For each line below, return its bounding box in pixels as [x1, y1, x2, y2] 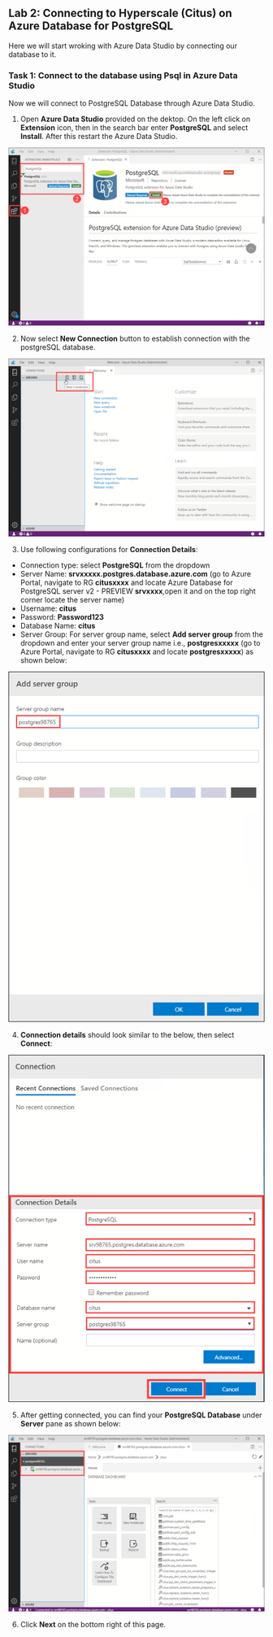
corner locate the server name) [19, 594, 125, 604]
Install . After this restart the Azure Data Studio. [19, 132, 178, 141]
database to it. [8, 49, 57, 59]
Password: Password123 [19, 612, 104, 621]
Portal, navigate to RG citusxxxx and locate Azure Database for [19, 577, 233, 587]
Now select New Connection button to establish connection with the [19, 333, 250, 344]
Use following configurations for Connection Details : [19, 544, 198, 554]
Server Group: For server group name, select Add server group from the [19, 629, 264, 639]
